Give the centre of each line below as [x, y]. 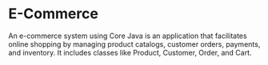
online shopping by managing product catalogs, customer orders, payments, [134, 44]
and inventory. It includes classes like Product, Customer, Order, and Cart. [130, 52]
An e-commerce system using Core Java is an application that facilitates [128, 36]
